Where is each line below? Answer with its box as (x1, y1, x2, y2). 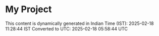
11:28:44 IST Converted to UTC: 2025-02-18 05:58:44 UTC (5, 25, 128, 31)
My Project (5, 4, 52, 15)
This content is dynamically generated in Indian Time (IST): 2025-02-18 (5, 20, 154, 26)
